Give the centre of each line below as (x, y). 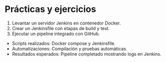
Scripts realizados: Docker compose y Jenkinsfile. (64, 43)
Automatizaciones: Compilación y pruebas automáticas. (69, 48)
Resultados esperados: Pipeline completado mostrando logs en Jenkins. (87, 54)
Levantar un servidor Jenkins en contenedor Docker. (66, 23)
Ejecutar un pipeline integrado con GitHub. (56, 33)
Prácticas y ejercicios (50, 9)
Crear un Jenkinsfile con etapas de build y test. (61, 28)
